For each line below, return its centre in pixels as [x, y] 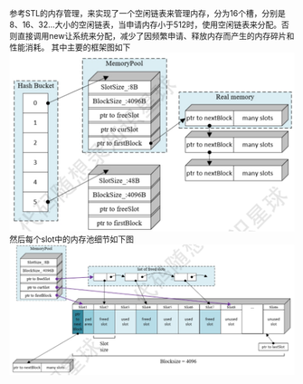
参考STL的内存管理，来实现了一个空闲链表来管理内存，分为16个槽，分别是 [148, 13]
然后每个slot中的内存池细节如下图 [71, 239]
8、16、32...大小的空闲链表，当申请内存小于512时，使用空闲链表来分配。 [146, 24]
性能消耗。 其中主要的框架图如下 [70, 47]
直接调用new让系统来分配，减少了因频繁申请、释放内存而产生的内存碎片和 [156, 36]
